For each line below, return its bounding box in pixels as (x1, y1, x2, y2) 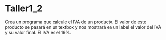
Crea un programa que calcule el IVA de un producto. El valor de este (5, 19, 147, 25)
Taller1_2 (5, 3, 43, 14)
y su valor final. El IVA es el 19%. (5, 29, 72, 35)
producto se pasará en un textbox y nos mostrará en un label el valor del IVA (5, 24, 162, 30)
